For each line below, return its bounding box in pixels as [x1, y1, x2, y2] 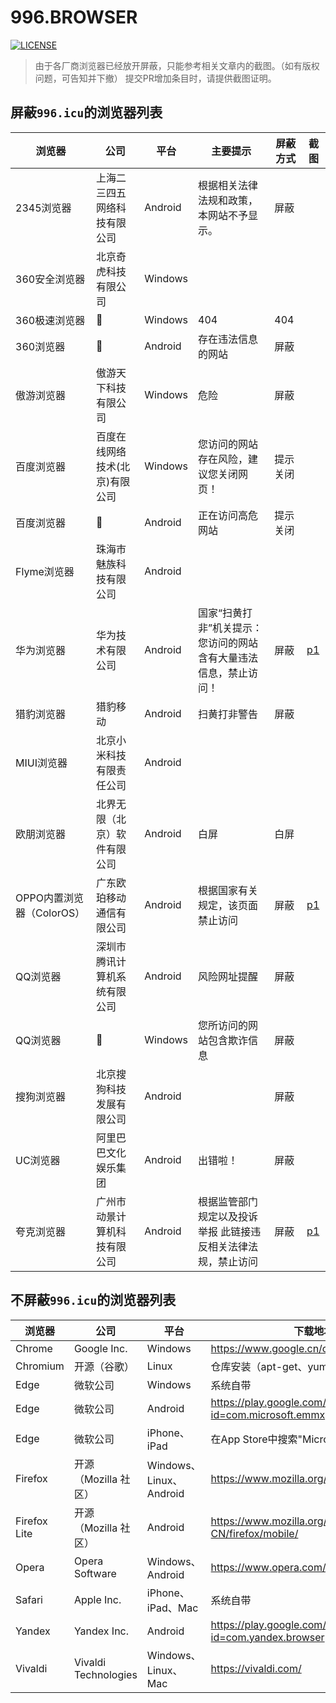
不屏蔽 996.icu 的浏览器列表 [10, 1292, 177, 1309]
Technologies [73, 1667, 138, 1681]
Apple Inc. [73, 1592, 122, 1606]
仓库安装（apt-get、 [210, 1359, 308, 1373]
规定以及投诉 [198, 1209, 259, 1223]
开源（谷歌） [73, 1359, 135, 1373]
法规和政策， [198, 193, 259, 207]
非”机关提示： [198, 621, 263, 635]
